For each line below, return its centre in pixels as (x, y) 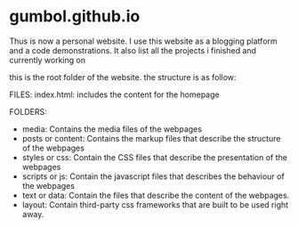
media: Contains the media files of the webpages (112, 129)
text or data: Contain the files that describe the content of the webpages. (156, 195)
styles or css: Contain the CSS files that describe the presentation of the (154, 157)
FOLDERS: (28, 111)
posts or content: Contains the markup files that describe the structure (151, 138)
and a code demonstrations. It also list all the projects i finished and (133, 50)
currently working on (48, 60)
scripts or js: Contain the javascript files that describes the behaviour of (153, 176)
